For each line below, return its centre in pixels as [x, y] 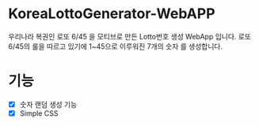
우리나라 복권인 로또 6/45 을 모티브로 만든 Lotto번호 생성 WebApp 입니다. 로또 [130, 36]
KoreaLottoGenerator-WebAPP [112, 14]
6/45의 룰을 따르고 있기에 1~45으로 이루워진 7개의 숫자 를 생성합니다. [116, 46]
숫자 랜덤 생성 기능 [48, 104]
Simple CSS [39, 113]
